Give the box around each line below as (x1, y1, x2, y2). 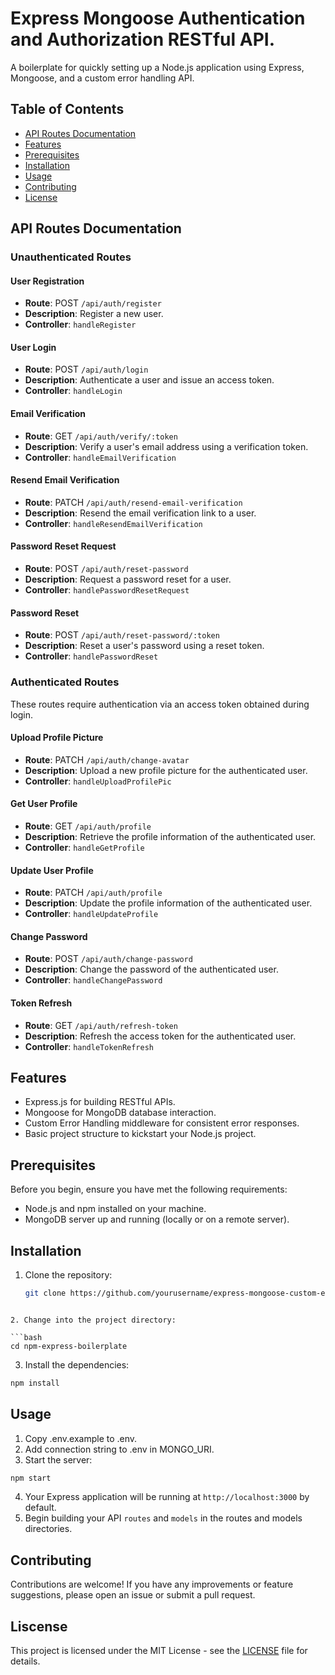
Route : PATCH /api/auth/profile (24, 887, 163, 899)
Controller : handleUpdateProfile (24, 908, 159, 920)
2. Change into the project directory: (10, 1315, 177, 1325)
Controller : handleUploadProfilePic (24, 775, 172, 787)
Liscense (10, 1618, 68, 1635)
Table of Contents (10, 101, 125, 118)
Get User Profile (10, 798, 78, 810)
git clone (24, 1288, 67, 1299)
